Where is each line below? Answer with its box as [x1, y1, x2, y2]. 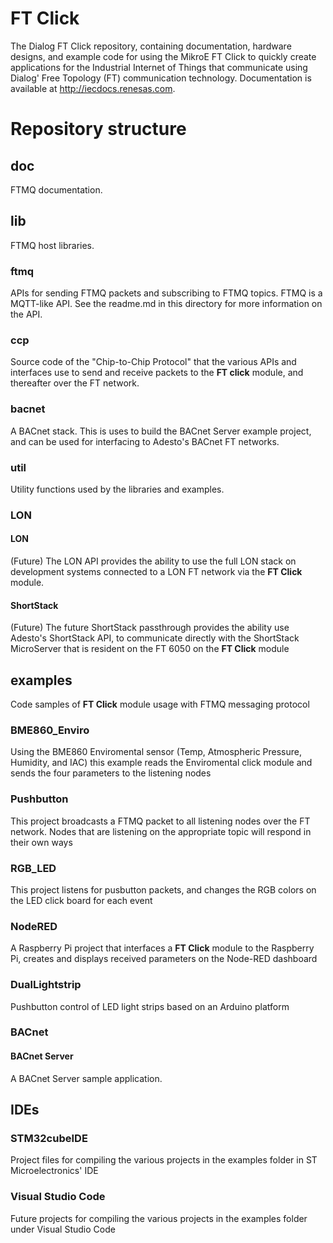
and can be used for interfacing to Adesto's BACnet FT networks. [10, 435, 280, 447]
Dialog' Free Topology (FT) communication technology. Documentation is [10, 72, 312, 84]
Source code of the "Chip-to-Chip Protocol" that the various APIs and [10, 356, 297, 368]
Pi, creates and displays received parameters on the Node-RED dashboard [10, 953, 318, 965]
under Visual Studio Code [10, 1223, 116, 1235]
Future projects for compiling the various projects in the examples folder [10, 1212, 308, 1224]
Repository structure [10, 118, 187, 141]
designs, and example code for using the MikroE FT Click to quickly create [10, 50, 317, 62]
